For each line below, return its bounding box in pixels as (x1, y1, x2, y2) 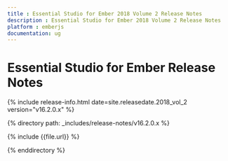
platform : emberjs (7, 23, 65, 30)
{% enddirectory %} (7, 146, 65, 155)
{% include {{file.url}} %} (7, 132, 80, 141)
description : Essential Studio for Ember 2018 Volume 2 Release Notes (7, 17, 221, 24)
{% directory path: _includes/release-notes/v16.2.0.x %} (7, 119, 170, 127)
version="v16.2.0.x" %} (7, 106, 75, 114)
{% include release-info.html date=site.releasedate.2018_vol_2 (7, 98, 188, 106)
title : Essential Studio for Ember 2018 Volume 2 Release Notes (7, 10, 202, 17)
